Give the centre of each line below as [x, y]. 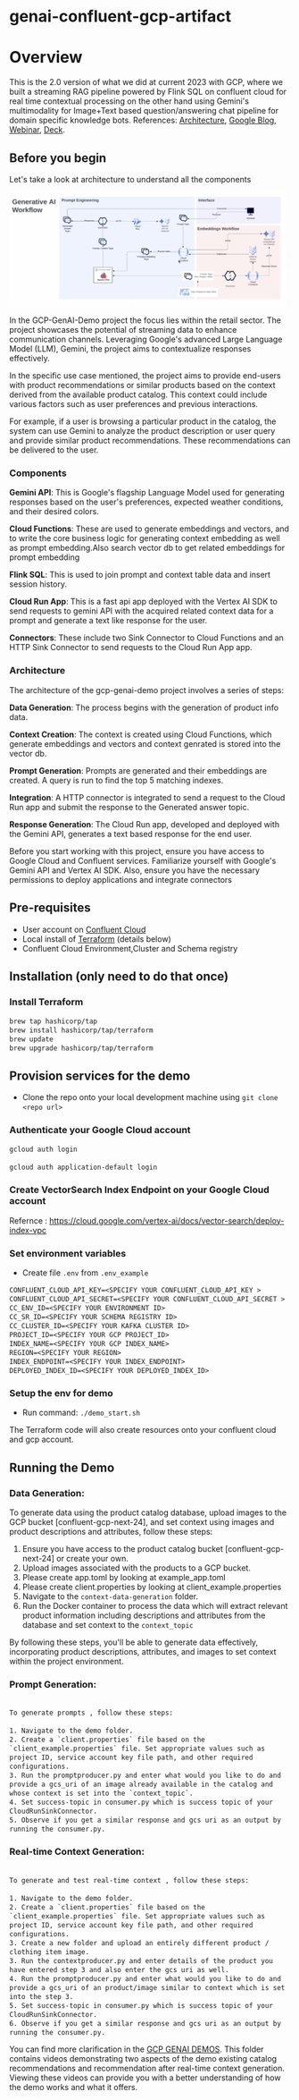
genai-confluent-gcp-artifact [120, 17]
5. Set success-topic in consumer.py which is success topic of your [141, 2005]
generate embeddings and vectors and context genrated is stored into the [145, 743]
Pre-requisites [50, 908]
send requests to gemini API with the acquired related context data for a [141, 611]
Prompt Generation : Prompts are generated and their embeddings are [138, 770]
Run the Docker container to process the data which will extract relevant [155, 1605]
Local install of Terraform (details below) [96, 939]
